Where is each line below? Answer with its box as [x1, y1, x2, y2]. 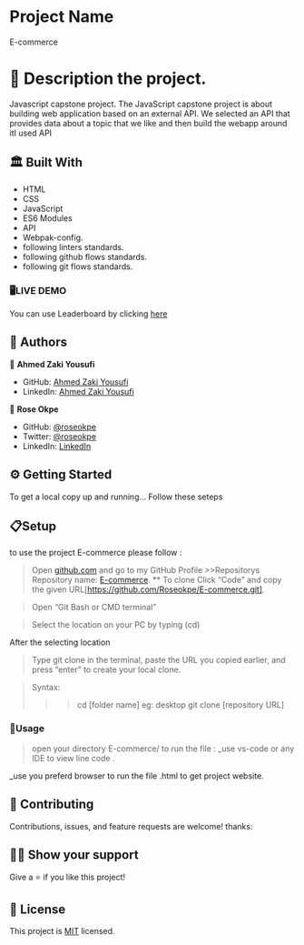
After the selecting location [9, 637, 111, 648]
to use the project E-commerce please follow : [9, 548, 182, 558]
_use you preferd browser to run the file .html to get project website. [9, 770, 265, 781]
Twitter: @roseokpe [22, 430, 97, 442]
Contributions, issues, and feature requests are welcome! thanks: [9, 820, 253, 831]
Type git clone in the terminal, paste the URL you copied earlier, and [31, 655, 286, 666]
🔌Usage [9, 722, 45, 735]
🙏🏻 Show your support [9, 847, 139, 862]
